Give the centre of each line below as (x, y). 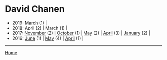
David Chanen (35, 9)
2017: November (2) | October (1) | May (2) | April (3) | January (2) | (81, 33)
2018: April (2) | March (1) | (40, 28)
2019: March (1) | (30, 23)
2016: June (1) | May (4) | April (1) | (48, 38)
